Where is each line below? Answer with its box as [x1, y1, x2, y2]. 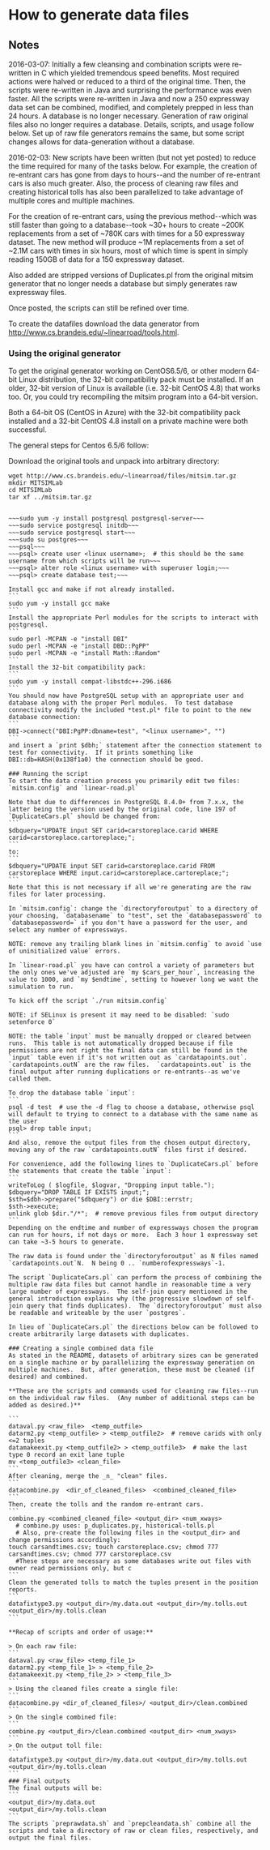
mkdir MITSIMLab [8, 479, 63, 487]
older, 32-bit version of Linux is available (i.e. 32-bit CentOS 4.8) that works [8, 383, 261, 393]
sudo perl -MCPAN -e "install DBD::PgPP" [8, 642, 150, 650]
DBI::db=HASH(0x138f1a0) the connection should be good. [8, 756, 205, 764]
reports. [8, 1586, 38, 1594]
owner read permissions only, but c [8, 1565, 132, 1573]
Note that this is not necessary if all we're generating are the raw [8, 884, 251, 892]
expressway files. [8, 288, 67, 297]
